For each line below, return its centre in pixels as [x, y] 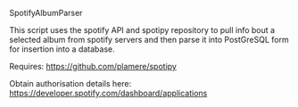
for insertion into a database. [62, 49]
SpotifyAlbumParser [46, 13]
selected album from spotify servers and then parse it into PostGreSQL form [149, 40]
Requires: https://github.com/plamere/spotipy [93, 66]
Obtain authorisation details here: [70, 83]
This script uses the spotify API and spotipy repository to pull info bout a [142, 30]
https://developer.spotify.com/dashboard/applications [108, 93]
